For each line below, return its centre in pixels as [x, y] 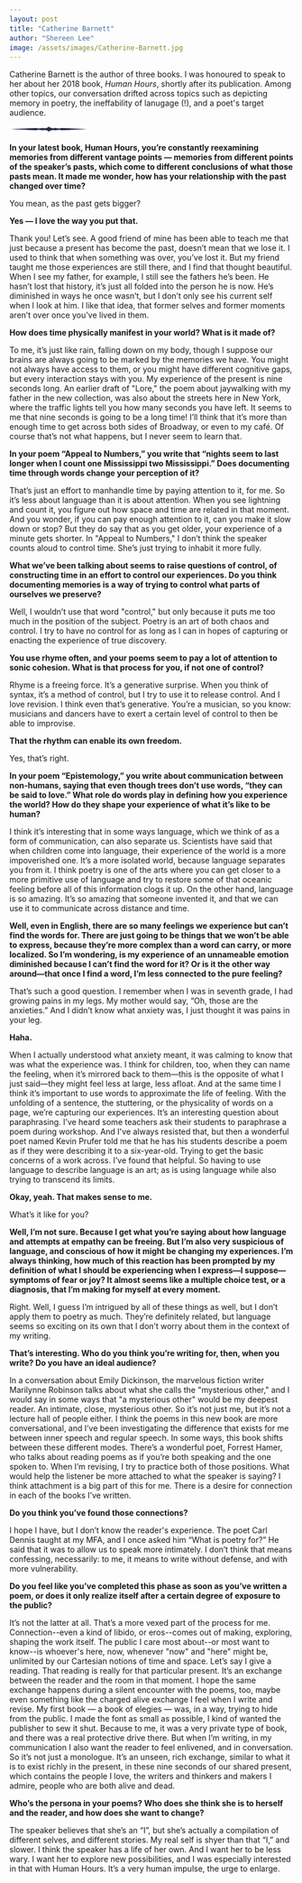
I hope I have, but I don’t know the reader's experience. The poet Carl [138, 1530]
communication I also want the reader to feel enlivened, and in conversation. [151, 1748]
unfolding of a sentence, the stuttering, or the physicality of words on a [141, 1103]
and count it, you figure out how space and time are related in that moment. [150, 510]
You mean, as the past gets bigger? [75, 204]
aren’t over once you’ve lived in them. [79, 315]
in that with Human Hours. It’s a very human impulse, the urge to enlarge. [145, 1869]
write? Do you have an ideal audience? [83, 1363]
